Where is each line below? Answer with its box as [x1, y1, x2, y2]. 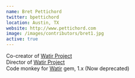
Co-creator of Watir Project [6, 53, 73, 59]
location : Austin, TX [6, 19, 60, 25]
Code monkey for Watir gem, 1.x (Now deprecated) [6, 65, 130, 71]
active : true [6, 36, 38, 42]
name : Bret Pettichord [6, 8, 62, 15]
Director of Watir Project [6, 58, 65, 66]
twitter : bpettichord [6, 14, 60, 20]
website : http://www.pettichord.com [6, 25, 96, 31]
